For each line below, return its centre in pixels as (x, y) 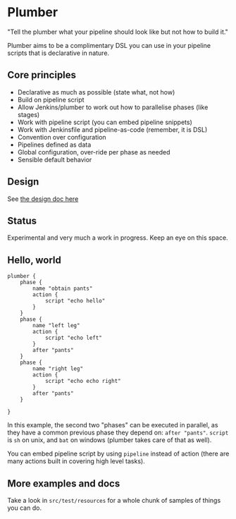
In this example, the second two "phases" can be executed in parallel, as (113, 425)
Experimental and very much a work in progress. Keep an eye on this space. (118, 238)
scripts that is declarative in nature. (58, 53)
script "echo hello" (75, 301)
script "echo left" (73, 338)
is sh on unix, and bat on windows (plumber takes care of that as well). (110, 440)
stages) (29, 114)
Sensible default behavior (55, 159)
